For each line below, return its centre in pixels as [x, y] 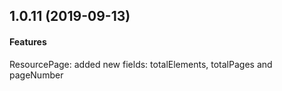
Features [28, 41]
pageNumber [36, 75]
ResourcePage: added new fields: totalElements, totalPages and [141, 64]
